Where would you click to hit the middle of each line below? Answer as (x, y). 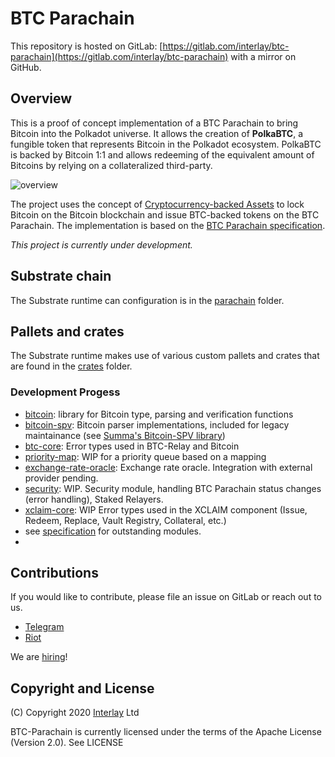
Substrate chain (61, 276)
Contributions (54, 573)
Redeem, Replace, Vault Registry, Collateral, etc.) (125, 520)
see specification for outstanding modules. (113, 531)
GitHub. (26, 67)
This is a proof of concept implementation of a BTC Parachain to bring (154, 123)
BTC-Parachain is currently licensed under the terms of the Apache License (166, 732)
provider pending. (61, 478)
